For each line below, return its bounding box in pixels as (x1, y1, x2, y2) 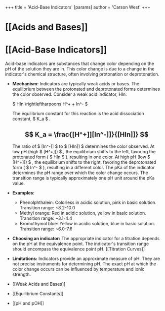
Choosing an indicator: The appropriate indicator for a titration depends (12, 235, 160, 241)
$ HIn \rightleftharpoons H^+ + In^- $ (12, 101, 88, 107)
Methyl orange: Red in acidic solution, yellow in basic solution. (19, 210, 147, 216)
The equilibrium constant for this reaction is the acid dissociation (12, 111, 144, 117)
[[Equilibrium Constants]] (12, 290, 64, 297)
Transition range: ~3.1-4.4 (19, 215, 73, 221)
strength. (12, 271, 31, 277)
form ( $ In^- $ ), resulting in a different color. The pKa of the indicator (12, 164, 155, 170)
